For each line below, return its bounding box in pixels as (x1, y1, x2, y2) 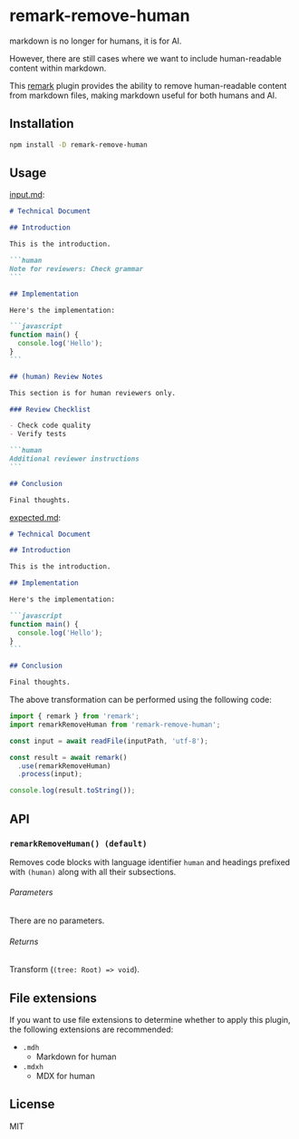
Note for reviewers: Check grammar (9, 264, 144, 273)
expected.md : (9, 511, 62, 522)
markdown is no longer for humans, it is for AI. (9, 35, 182, 46)
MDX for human (35, 1071, 95, 1082)
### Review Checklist (9, 404, 92, 414)
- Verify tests (9, 430, 67, 439)
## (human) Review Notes (9, 372, 103, 381)
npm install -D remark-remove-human (9, 140, 148, 150)
